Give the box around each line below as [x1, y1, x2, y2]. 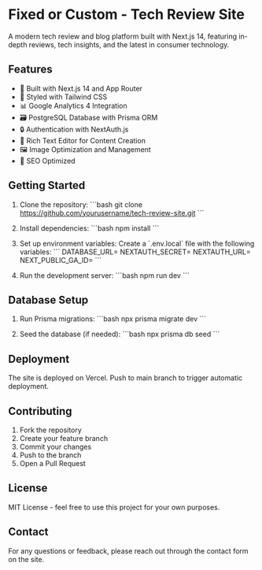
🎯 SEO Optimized [19, 156, 76, 165]
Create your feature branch [19, 434, 109, 442]
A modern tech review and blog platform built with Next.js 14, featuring [8, 31, 238, 41]
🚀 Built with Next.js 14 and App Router [19, 83, 143, 93]
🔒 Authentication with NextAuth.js [19, 124, 129, 134]
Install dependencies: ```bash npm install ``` [19, 223, 160, 233]
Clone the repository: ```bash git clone [19, 199, 143, 209]
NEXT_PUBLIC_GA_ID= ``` [19, 255, 102, 265]
